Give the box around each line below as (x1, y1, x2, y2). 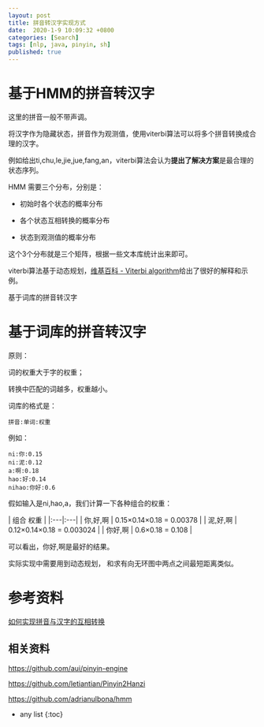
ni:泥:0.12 (8, 458, 43, 466)
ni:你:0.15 (8, 450, 43, 458)
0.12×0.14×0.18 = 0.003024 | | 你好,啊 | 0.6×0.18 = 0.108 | (8, 525, 193, 535)
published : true (8, 48, 61, 56)
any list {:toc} (19, 709, 63, 718)
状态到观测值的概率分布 (19, 232, 96, 241)
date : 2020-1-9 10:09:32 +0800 (8, 26, 114, 34)
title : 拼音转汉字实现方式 (8, 19, 87, 27)
